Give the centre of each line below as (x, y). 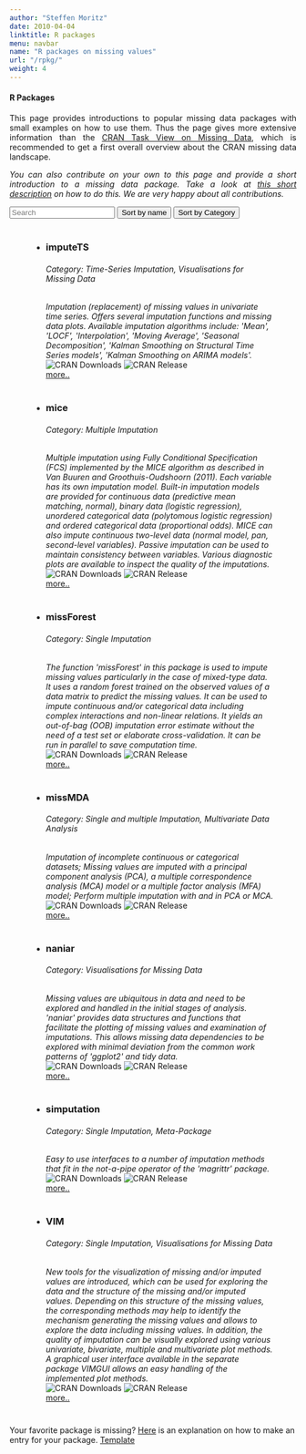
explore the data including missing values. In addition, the (154, 1330)
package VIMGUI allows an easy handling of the (136, 1368)
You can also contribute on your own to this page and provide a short (153, 175)
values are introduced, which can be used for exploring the (157, 1281)
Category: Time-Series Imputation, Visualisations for (144, 269)
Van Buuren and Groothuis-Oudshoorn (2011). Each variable (158, 477)
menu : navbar (34, 43)
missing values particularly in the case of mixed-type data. (157, 676)
